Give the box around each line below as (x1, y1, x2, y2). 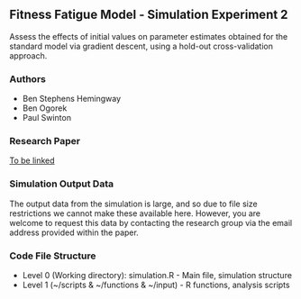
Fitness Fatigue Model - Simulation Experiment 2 (9, 7, 288, 23)
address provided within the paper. (9, 227, 140, 238)
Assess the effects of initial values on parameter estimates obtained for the (9, 31, 288, 41)
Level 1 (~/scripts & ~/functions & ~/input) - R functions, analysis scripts (22, 279, 290, 290)
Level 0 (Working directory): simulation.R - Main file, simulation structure (22, 270, 293, 280)
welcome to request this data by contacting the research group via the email (9, 217, 293, 228)
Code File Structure (9, 249, 96, 262)
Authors (9, 72, 47, 85)
